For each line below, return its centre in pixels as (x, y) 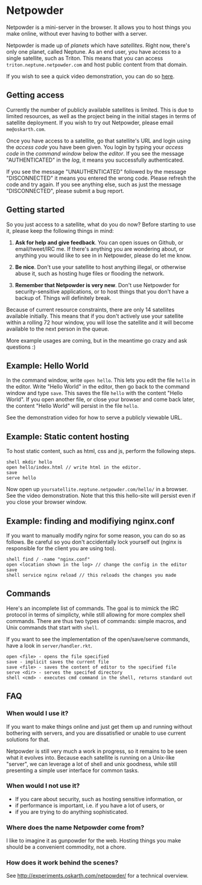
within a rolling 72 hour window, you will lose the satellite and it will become (100, 322)
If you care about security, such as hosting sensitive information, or (99, 799)
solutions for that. (28, 739)
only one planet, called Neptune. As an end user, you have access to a (93, 51)
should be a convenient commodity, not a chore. (66, 847)
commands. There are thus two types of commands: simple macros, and (96, 621)
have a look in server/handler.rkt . (49, 646)
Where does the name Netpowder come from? (75, 827)
